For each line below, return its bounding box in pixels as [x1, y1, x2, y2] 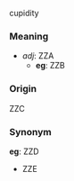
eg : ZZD [9, 146, 39, 157]
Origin [9, 83, 37, 95]
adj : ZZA [21, 50, 54, 61]
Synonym [9, 125, 52, 138]
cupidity [9, 8, 39, 18]
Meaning [9, 30, 49, 42]
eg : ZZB [35, 60, 65, 71]
